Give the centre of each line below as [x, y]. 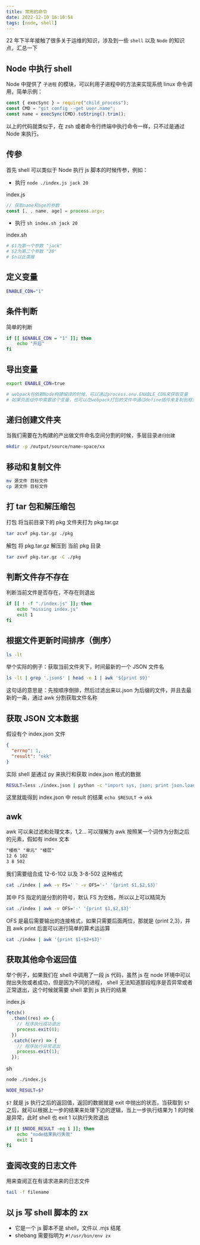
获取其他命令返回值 [41, 959]
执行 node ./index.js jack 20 [51, 182]
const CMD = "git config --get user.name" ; [61, 109]
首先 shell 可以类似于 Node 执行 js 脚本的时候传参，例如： [77, 170]
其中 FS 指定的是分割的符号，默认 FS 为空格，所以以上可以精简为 [86, 897]
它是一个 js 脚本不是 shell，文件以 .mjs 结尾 [68, 1228]
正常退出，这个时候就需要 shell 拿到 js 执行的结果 [66, 990]
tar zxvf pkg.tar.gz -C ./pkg [44, 557]
